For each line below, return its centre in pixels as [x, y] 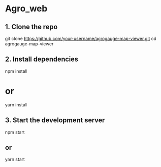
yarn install [16, 104]
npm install [16, 71]
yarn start [15, 159]
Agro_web [26, 9]
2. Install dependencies [42, 59]
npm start [15, 132]
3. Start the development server [55, 120]
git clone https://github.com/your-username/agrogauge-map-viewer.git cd [81, 38]
